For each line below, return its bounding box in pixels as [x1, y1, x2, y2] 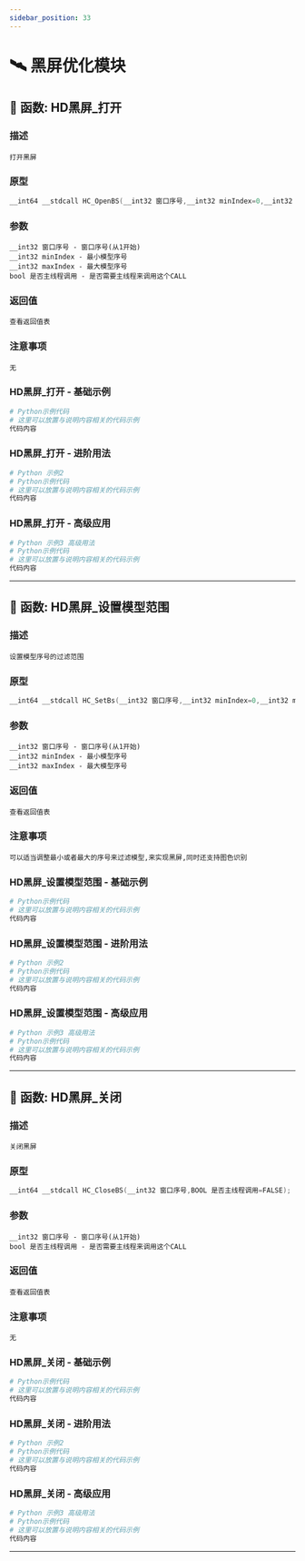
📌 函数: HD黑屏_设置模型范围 [9, 600, 170, 615]
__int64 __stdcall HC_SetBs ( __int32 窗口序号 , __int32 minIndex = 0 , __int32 [9, 696, 289, 705]
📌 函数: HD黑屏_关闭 [9, 1090, 123, 1105]
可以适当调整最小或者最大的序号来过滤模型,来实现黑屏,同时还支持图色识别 [9, 853, 248, 862]
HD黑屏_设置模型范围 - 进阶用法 [9, 937, 148, 949]
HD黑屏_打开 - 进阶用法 [9, 447, 112, 460]
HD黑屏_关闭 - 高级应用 [9, 1487, 112, 1500]
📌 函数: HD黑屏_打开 [9, 100, 123, 116]
